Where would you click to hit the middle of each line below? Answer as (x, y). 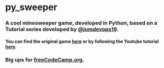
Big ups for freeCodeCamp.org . (45, 59)
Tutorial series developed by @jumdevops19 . (62, 29)
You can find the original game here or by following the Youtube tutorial (82, 41)
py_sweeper (31, 7)
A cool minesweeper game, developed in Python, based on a (81, 23)
